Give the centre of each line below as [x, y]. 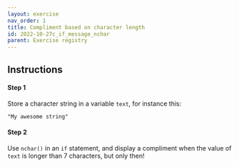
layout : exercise [33, 14]
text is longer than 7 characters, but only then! [76, 156]
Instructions [35, 70]
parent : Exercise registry [47, 41]
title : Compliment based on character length [76, 27]
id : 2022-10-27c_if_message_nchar [59, 34]
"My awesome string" [38, 116]
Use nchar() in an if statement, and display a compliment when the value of [119, 148]
